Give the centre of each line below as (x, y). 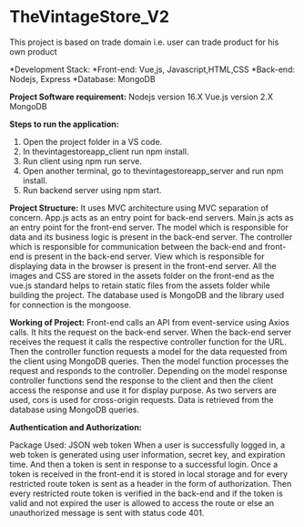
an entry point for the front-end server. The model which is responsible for (149, 227)
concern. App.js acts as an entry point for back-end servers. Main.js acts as (152, 217)
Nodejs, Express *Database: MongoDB (83, 78)
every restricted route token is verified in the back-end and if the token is (147, 493)
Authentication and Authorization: (76, 427)
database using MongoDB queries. (74, 409)
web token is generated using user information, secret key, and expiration (147, 454)
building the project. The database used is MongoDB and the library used (147, 294)
